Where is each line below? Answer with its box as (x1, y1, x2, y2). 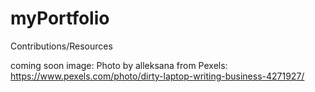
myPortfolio (10, 7, 110, 30)
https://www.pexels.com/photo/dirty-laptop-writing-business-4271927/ (10, 70, 305, 82)
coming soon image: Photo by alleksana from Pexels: (10, 59, 228, 71)
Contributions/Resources (10, 40, 113, 52)
